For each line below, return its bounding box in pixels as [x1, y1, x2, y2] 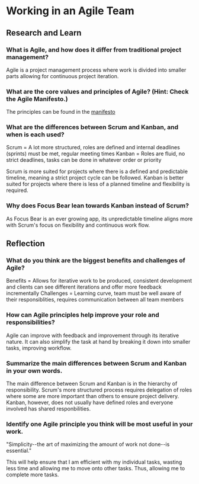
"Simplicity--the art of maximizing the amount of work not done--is [6, 441, 170, 448]
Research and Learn [6, 28, 82, 38]
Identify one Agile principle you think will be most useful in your [6, 419, 193, 428]
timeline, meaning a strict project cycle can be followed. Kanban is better [6, 174, 184, 181]
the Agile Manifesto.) [6, 95, 68, 103]
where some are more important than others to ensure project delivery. [6, 393, 179, 400]
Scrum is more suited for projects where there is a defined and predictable [6, 168, 188, 175]
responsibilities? [6, 318, 55, 326]
